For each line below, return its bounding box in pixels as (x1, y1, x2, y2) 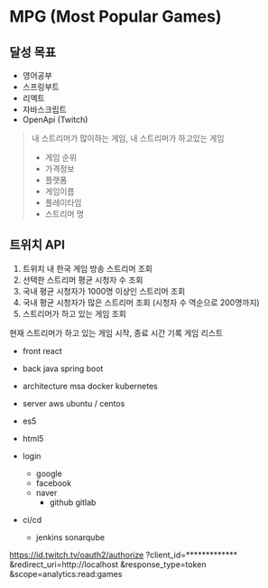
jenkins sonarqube (35, 531, 106, 543)
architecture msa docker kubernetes (22, 380, 158, 391)
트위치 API (9, 238, 66, 253)
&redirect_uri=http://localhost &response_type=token (9, 558, 207, 570)
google (35, 468, 63, 479)
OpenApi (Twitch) (22, 115, 88, 125)
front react (22, 345, 62, 356)
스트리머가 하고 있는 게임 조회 (22, 308, 126, 319)
